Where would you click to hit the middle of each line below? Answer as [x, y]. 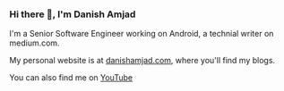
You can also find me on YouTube [71, 78]
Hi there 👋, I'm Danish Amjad [73, 14]
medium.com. [34, 43]
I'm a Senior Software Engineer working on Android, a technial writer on [142, 34]
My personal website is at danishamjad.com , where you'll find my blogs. [142, 61]
